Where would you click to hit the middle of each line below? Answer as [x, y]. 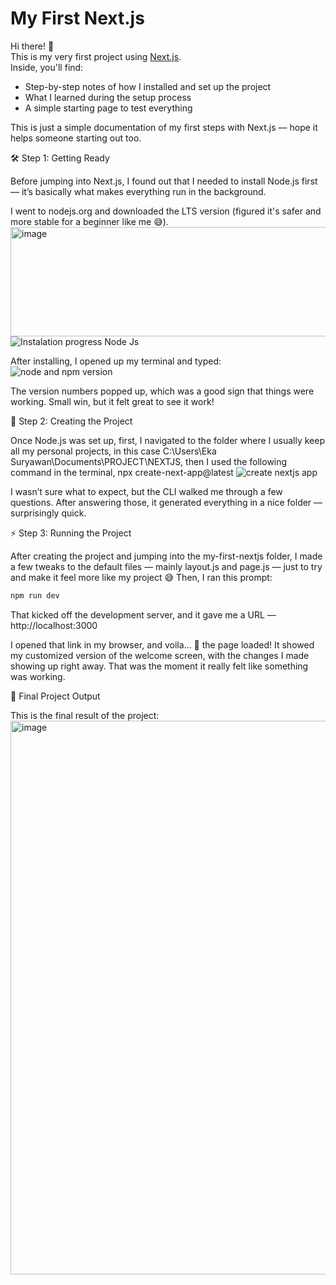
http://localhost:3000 [54, 625]
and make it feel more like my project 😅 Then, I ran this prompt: [141, 577]
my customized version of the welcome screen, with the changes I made [160, 655]
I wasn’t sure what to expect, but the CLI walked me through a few [146, 491]
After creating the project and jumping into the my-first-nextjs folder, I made [166, 556]
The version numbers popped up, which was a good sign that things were [162, 391]
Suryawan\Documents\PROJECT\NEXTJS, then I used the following [149, 461]
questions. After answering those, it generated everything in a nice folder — [166, 502]
